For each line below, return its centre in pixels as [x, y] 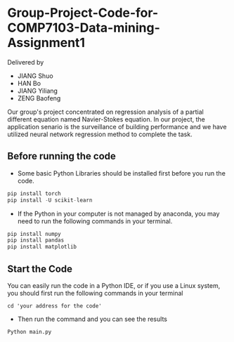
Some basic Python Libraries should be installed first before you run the [122, 173]
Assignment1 [46, 43]
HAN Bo [29, 83]
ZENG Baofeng [39, 98]
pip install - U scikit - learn [50, 200]
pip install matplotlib [42, 247]
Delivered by [26, 62]
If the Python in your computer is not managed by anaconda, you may [118, 213]
